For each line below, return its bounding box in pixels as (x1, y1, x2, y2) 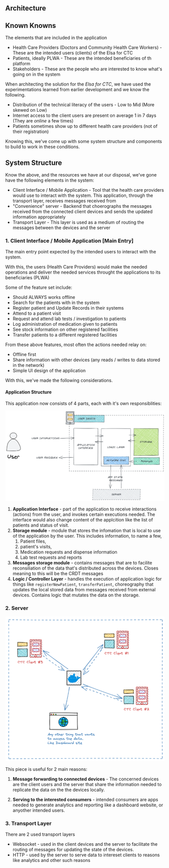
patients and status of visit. (12, 522, 69, 528)
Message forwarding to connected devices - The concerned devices (12, 776, 159, 782)
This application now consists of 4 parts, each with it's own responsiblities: (5, 400, 162, 406)
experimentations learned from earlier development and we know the (5, 86, 150, 93)
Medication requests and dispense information (20, 549, 117, 555)
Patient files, (20, 538, 47, 544)
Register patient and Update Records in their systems (12, 305, 124, 311)
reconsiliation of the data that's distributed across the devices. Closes (12, 565, 158, 571)
